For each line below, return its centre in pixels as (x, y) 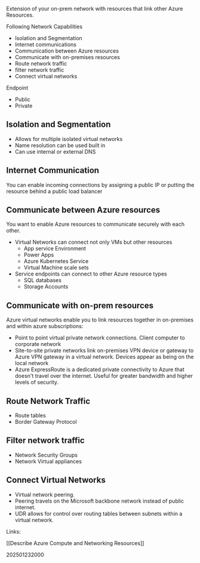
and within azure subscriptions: (45, 326)
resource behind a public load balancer (54, 191)
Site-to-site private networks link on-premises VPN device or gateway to (104, 351)
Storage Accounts (46, 287)
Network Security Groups (46, 455)
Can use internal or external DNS (55, 151)
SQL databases (42, 280)
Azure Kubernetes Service (56, 261)
